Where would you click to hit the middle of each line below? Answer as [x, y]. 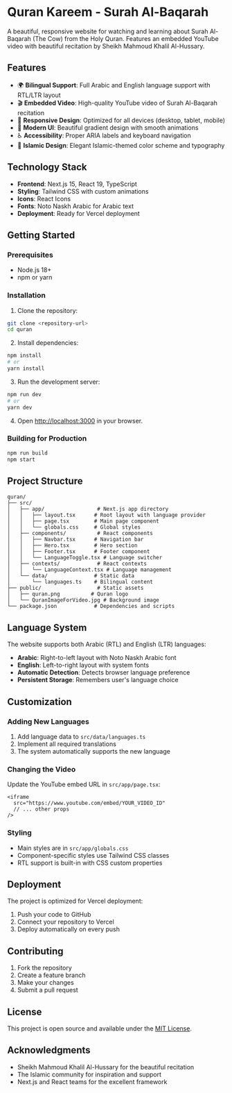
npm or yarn [35, 278]
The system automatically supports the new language [94, 751]
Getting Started [41, 235]
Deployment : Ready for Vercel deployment [78, 213]
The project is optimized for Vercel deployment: [75, 901]
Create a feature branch [51, 975]
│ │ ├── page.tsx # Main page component [83, 521]
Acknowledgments [49, 1050]
